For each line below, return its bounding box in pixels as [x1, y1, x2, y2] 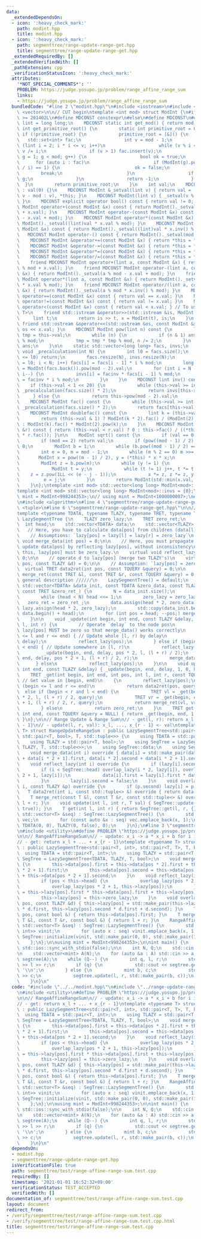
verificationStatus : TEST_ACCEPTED [11, 1184, 100, 1190]
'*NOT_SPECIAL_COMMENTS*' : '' [17, 82, 93, 88]
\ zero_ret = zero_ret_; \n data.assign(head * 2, [17, 599, 167, 605]
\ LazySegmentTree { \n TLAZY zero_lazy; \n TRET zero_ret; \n [17, 516, 186, 522]
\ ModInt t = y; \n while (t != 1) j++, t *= [17, 466, 188, 472]
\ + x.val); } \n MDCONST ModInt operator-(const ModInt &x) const [17, 209, 194, 216]
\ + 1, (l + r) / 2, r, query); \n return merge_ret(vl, [17, 700, 188, 706]
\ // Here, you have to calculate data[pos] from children [17, 527, 172, 533]
